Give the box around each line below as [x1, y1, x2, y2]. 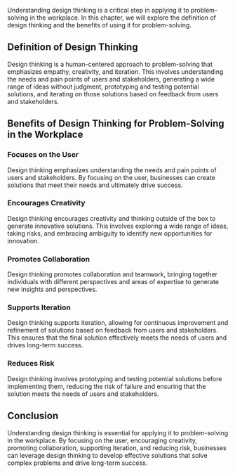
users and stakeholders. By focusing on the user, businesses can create [7, 173, 216, 181]
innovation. [7, 236, 40, 245]
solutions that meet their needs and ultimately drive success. [7, 181, 184, 189]
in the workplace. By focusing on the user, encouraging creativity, [7, 436, 198, 444]
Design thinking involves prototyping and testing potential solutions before [7, 374, 222, 383]
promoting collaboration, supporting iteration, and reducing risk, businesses [7, 443, 227, 452]
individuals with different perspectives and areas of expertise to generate [7, 278, 220, 286]
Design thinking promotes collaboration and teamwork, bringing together [7, 270, 218, 278]
